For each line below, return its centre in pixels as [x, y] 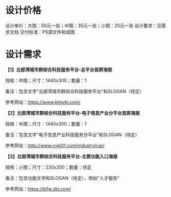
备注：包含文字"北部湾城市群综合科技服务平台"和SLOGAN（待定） [75, 91]
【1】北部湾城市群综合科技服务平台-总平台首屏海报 [59, 69]
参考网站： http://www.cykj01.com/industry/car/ [55, 145]
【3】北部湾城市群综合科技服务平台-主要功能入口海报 [62, 156]
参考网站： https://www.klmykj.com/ [43, 102]
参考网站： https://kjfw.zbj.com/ [38, 189]
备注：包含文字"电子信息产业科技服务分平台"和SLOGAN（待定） [72, 134]
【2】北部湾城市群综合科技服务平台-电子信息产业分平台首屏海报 [73, 113]
